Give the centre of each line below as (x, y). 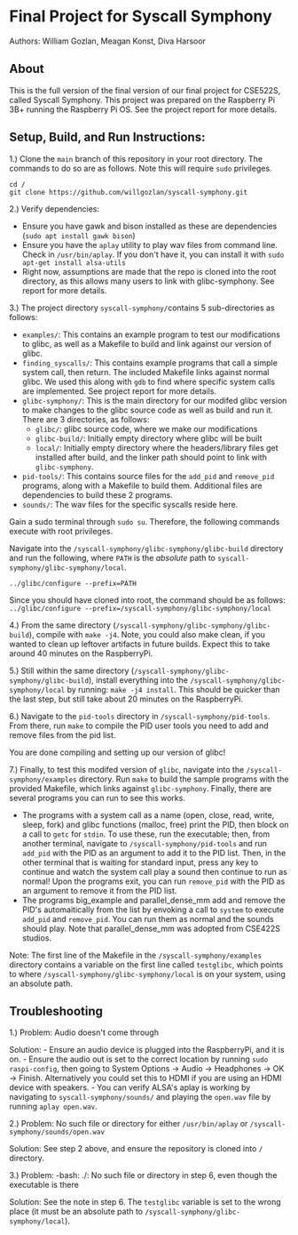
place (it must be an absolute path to (76, 1212)
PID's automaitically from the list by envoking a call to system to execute (153, 910)
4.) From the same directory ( (63, 625)
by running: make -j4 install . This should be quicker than (174, 689)
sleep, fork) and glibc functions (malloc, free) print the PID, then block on (155, 824)
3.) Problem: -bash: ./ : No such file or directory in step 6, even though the (143, 1175)
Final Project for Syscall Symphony (141, 16)
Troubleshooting (56, 1011)
